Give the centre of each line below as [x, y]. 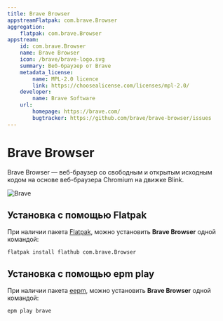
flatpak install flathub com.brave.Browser [72, 252]
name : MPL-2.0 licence [66, 79]
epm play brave [29, 311]
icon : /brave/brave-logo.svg [62, 60]
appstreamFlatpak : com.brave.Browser [62, 20]
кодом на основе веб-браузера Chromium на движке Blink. [96, 179]
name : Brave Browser [50, 53]
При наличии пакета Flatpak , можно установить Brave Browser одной [111, 232]
